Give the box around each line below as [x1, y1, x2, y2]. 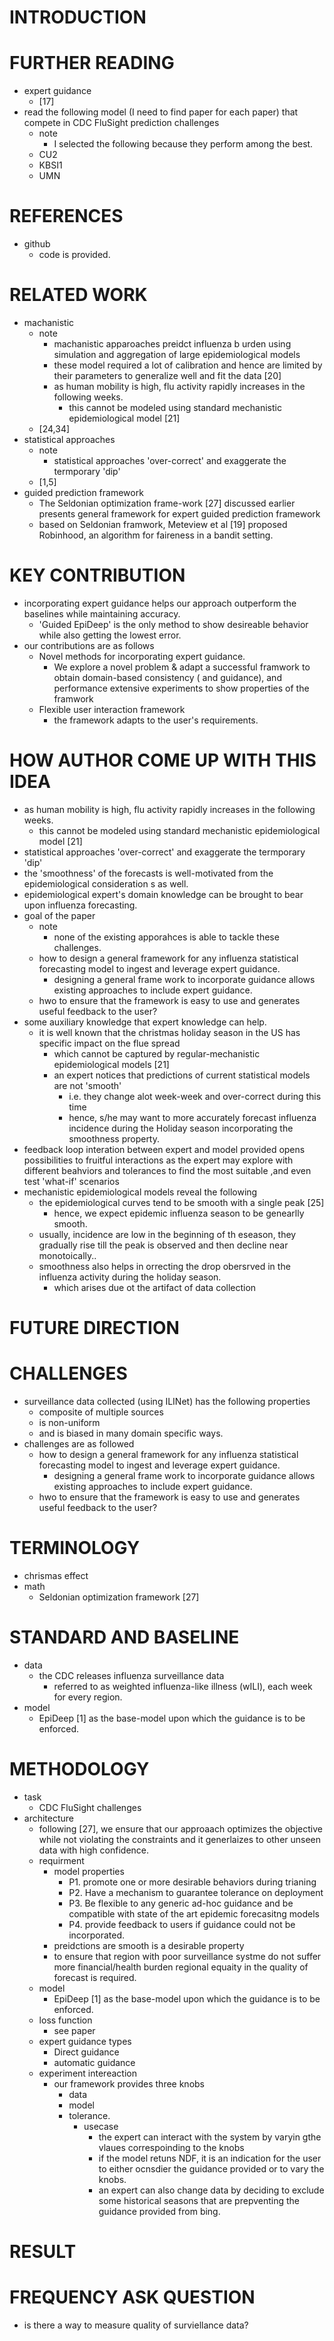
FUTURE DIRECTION [9, 1317, 180, 1340]
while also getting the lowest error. [38, 629, 182, 641]
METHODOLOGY [9, 1758, 150, 1781]
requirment [38, 1854, 85, 1866]
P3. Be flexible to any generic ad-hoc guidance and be [68, 1897, 294, 1909]
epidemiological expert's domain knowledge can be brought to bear [23, 888, 304, 900]
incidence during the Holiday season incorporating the [68, 1122, 294, 1134]
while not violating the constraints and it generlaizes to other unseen [38, 1833, 322, 1845]
